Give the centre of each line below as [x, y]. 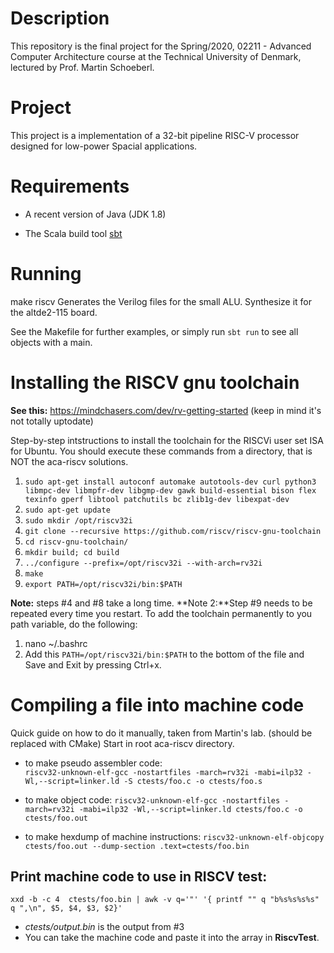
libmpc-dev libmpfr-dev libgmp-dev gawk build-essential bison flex [170, 490]
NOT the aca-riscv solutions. [69, 461]
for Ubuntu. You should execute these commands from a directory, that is [161, 451]
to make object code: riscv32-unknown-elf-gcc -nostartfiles [152, 799]
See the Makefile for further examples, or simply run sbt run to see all [154, 331]
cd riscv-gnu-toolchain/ [76, 542]
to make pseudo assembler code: [93, 763]
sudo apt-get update [67, 510]
